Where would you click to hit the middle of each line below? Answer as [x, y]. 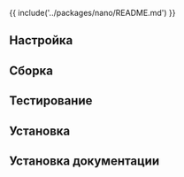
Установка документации [84, 161]
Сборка [31, 70]
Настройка [41, 40]
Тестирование [51, 101]
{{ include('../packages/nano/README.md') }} [92, 13]
